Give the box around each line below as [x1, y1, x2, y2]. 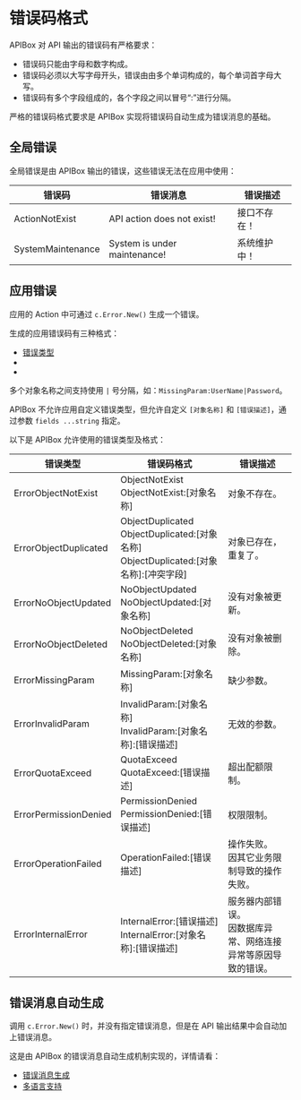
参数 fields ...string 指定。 [16, 415, 125, 425]
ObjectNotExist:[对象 [120, 486, 208, 498]
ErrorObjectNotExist [13, 486, 99, 499]
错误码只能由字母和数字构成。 [21, 58, 133, 69]
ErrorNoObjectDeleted [13, 638, 108, 650]
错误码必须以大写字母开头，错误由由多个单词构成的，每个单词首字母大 [21, 69, 282, 81]
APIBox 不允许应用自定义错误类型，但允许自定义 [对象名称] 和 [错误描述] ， [9, 404, 279, 415]
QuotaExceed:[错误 [120, 766, 202, 778]
